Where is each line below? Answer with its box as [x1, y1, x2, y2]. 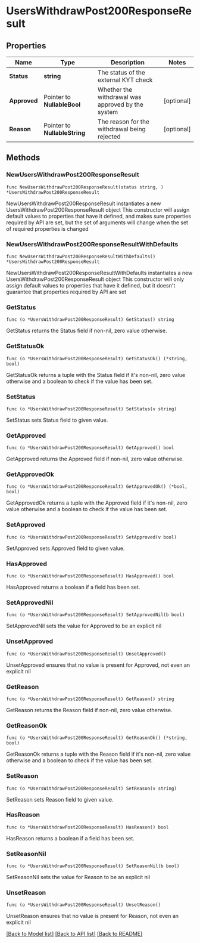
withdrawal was [97, 93, 142, 101]
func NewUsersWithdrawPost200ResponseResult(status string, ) [6, 184, 164, 190]
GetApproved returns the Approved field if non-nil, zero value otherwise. [6, 455, 185, 463]
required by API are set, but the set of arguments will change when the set [6, 219, 189, 226]
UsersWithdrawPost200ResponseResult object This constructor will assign [6, 206, 190, 213]
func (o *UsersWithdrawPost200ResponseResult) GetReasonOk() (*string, [6, 735, 187, 741]
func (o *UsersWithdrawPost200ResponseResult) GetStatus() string [6, 317, 174, 323]
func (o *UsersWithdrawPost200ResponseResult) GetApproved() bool [6, 445, 174, 451]
